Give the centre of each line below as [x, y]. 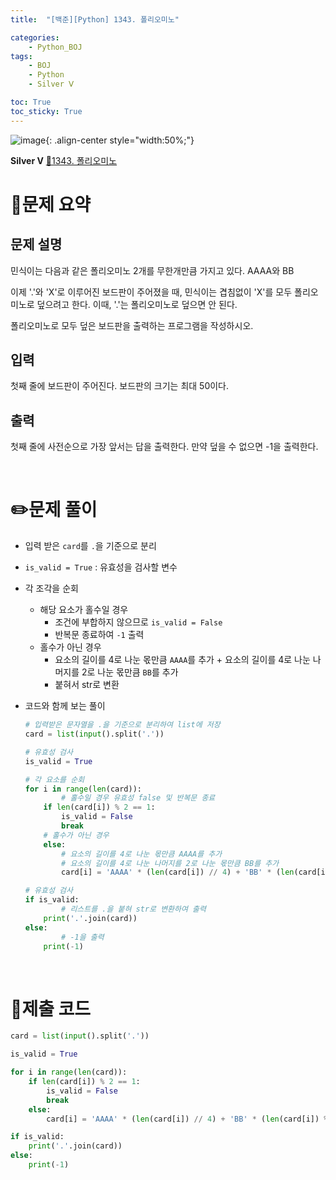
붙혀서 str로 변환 [87, 685]
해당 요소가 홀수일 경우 [84, 610]
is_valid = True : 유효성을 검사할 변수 [101, 567]
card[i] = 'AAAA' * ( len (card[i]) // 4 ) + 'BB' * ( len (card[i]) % [187, 1119]
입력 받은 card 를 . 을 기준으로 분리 [90, 546]
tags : [21, 56]
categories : [35, 37]
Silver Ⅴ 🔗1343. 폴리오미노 [64, 160]
